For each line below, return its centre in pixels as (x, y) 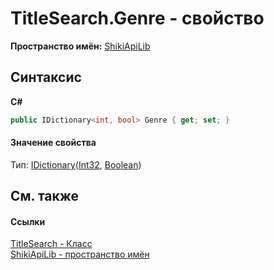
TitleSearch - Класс (51, 244)
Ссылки (28, 221)
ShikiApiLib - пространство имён (80, 254)
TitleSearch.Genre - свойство (137, 18)
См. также (45, 196)
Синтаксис (46, 77)
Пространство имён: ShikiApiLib (80, 46)
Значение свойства (53, 143)
